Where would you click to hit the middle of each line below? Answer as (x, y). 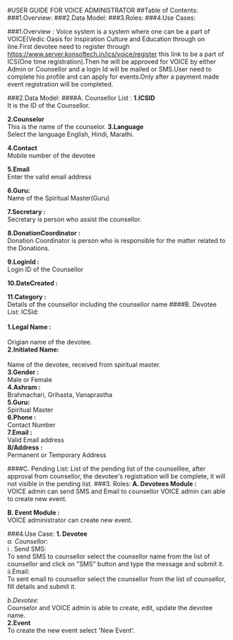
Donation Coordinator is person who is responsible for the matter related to (116, 241)
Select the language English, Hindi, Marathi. (71, 134)
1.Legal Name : (29, 327)
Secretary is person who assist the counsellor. (74, 219)
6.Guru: (19, 190)
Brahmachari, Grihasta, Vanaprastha (60, 395)
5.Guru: (19, 402)
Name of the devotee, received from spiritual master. (84, 365)
